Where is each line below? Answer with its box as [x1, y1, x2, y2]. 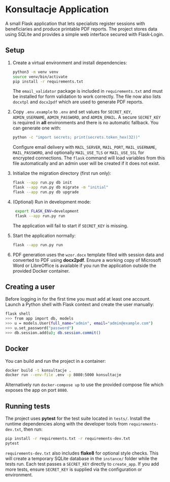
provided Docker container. [12, 267, 70, 274]
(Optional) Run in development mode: [12, 199, 91, 205]
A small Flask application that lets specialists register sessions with [5, 20, 146, 26]
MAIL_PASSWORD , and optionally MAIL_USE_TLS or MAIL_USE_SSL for [12, 149, 145, 156]
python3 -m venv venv [12, 69, 59, 74]
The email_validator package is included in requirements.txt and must [12, 88, 163, 94]
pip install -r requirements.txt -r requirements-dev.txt [5, 436, 130, 441]
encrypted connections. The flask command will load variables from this [12, 155, 165, 161]
